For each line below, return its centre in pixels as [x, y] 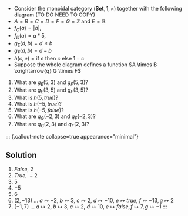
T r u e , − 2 [26, 176]
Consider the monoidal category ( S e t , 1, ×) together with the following [98, 9]
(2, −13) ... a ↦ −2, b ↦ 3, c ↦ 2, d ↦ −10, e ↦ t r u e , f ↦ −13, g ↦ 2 [94, 200]
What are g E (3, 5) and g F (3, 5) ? [51, 90]
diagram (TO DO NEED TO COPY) [54, 15]
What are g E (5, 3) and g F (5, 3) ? [51, 83]
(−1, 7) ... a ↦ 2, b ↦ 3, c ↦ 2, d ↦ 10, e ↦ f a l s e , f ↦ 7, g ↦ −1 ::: [91, 207]
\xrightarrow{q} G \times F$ [48, 71]
